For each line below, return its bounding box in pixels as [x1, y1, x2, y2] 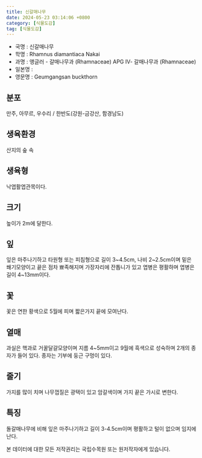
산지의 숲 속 [6, 146, 34, 153]
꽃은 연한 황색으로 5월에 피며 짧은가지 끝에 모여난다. [6, 308, 128, 315]
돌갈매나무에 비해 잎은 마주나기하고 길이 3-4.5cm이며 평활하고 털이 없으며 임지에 [6, 425, 197, 432]
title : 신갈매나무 [6, 8, 46, 15]
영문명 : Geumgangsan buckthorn [14, 73, 98, 80]
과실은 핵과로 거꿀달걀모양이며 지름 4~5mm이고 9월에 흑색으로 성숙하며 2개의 [6, 344, 190, 351]
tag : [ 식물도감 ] [6, 25, 42, 32]
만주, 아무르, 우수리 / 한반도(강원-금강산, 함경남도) [6, 110, 124, 117]
